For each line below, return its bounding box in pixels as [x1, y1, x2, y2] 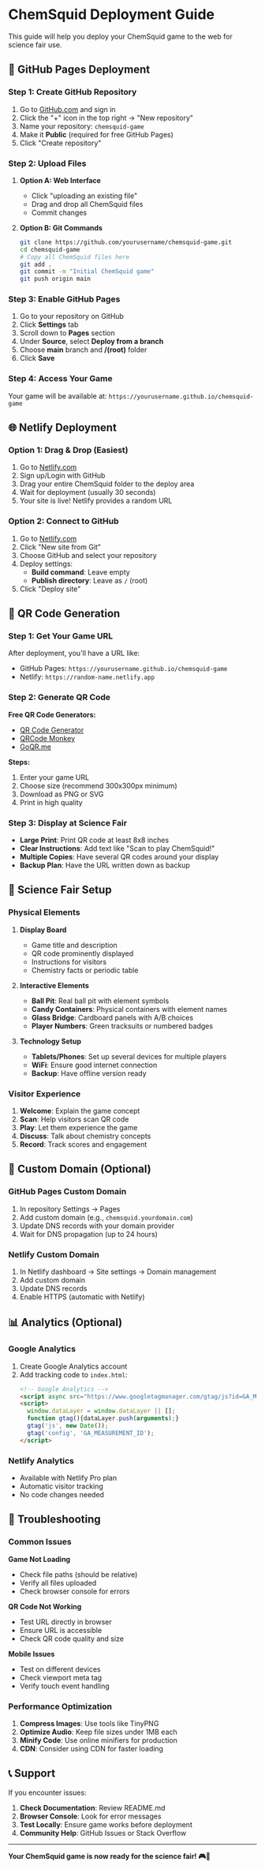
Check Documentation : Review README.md [19, 1803, 166, 1812]
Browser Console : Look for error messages [19, 1811, 162, 1821]
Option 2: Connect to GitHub [8, 515, 120, 526]
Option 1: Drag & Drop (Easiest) [8, 444, 129, 455]
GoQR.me [19, 742, 51, 751]
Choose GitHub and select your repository [19, 550, 158, 560]
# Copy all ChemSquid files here [19, 253, 130, 261]
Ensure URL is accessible [19, 1625, 103, 1635]
